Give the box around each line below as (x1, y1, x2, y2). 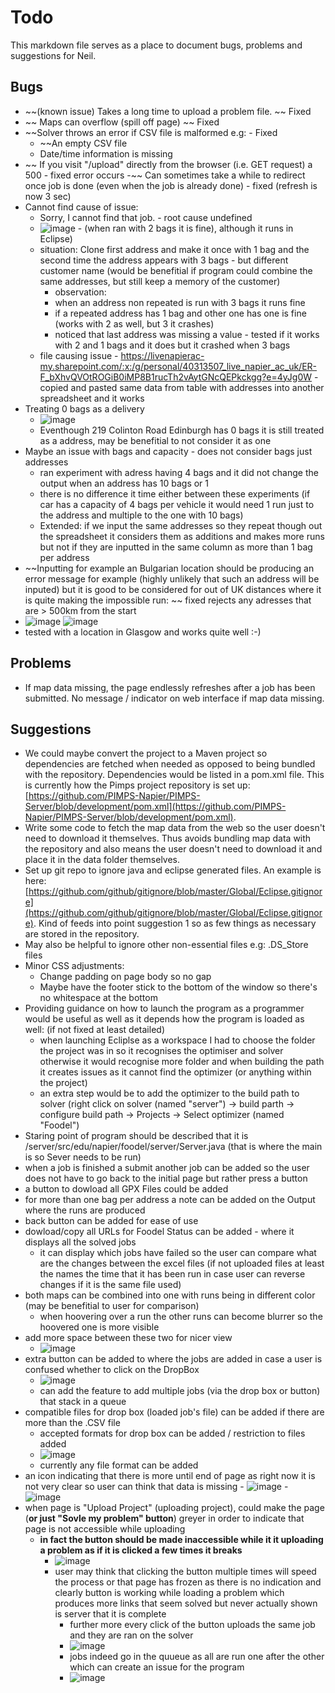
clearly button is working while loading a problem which (54, 1587, 285, 1599)
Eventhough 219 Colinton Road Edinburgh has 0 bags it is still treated (39, 424, 325, 436)
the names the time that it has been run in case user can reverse (39, 1268, 306, 1280)
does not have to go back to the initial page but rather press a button (24, 1172, 308, 1185)
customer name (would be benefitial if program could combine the (39, 264, 313, 276)
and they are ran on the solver (69, 1629, 194, 1641)
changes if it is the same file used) (39, 1279, 182, 1291)
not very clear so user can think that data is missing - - (24, 1481, 289, 1493)
